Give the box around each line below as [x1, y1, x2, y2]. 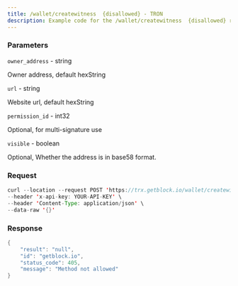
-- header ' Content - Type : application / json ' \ [7, 199, 144, 207]
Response [7, 223, 42, 233]
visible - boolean [7, 139, 60, 148]
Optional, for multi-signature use [7, 125, 103, 133]
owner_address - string [7, 56, 72, 65]
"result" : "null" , [20, 246, 74, 253]
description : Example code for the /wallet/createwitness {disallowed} [7, 17, 227, 24]
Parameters [7, 40, 48, 50]
